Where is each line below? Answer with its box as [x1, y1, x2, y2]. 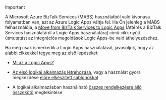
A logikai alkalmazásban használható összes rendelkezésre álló [12, 84, 142, 90]
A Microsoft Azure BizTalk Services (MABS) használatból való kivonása [5, 14, 150, 19]
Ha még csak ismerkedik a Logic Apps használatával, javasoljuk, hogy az [5, 45, 154, 50]
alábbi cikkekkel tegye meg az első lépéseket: [5, 50, 99, 56]
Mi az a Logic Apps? [12, 60, 54, 65]
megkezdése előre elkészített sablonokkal [12, 75, 98, 80]
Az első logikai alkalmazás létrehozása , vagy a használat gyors [12, 69, 141, 75]
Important [5, 4, 25, 10]
